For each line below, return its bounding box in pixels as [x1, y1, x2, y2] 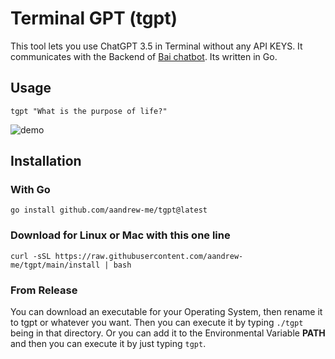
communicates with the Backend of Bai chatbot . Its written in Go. [10, 50, 278, 62]
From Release [10, 283, 78, 297]
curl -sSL [10, 251, 52, 261]
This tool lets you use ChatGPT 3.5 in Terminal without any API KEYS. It [10, 40, 303, 52]
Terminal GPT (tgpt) [10, 7, 178, 30]
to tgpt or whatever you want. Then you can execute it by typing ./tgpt [10, 317, 304, 329]
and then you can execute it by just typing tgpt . [10, 338, 207, 350]
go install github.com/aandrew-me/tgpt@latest [10, 205, 208, 216]
